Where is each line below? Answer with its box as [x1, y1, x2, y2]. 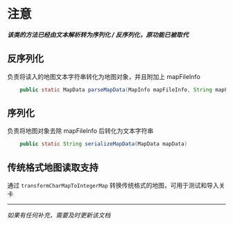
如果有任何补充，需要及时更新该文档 [7, 211, 111, 219]
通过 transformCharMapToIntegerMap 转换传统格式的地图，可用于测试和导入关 [7, 181, 225, 190]
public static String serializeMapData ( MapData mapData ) [19, 141, 188, 147]
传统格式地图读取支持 [7, 161, 98, 173]
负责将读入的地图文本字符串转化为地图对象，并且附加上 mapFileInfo [7, 72, 201, 80]
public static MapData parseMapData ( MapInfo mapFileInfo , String [19, 86, 213, 93]
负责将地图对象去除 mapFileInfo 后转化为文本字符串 [7, 127, 154, 135]
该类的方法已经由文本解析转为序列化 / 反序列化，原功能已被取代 [7, 30, 189, 39]
